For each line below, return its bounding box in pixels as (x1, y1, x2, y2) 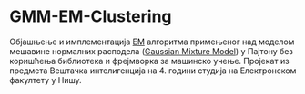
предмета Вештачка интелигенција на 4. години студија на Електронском (9, 65, 297, 76)
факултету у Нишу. (9, 74, 82, 85)
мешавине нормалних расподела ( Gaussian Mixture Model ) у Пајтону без (9, 45, 293, 56)
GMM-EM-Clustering (9, 6, 172, 27)
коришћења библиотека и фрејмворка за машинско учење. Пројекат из (9, 55, 290, 66)
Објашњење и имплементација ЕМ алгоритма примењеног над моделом (9, 36, 295, 47)
